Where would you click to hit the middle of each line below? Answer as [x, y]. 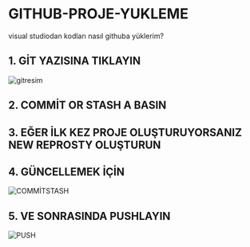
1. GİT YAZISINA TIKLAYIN [75, 61]
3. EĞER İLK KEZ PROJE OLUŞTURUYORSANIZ [125, 132]
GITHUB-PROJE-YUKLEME [99, 14]
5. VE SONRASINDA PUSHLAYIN [89, 216]
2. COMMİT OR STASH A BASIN [87, 106]
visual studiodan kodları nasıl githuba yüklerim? [86, 36]
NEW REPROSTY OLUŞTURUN [85, 145]
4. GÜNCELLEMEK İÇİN [67, 172]
